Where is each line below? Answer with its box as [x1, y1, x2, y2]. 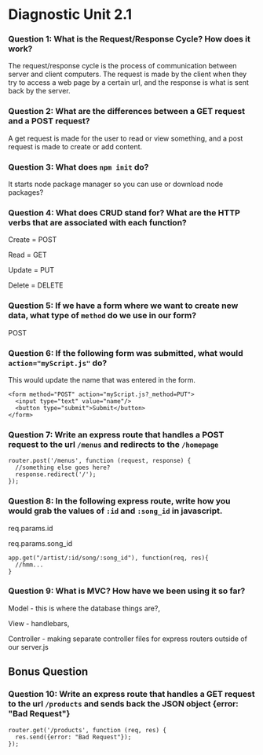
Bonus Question [8, 665, 89, 679]
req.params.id [8, 523, 53, 533]
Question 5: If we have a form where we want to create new [8, 300, 239, 311]
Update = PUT [8, 266, 55, 275]
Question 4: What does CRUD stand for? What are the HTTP [8, 207, 241, 218]
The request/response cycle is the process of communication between [8, 61, 237, 71]
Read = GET [8, 250, 47, 260]
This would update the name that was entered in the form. [8, 375, 196, 384]
